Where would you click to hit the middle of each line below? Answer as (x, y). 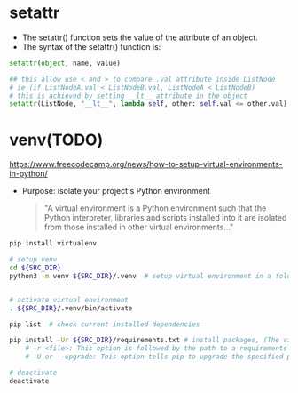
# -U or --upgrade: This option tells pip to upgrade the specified (154, 357)
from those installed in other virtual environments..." (139, 227)
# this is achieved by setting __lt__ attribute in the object (129, 96)
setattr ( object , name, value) (65, 63)
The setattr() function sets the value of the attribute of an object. (140, 37)
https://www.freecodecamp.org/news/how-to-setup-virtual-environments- (146, 164)
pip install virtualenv (53, 244)
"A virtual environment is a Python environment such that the (155, 208)
